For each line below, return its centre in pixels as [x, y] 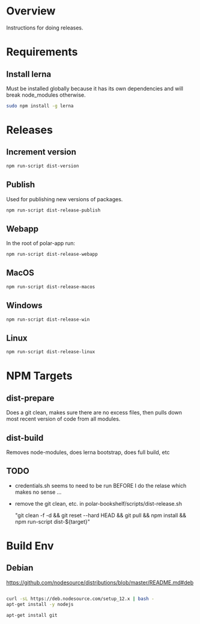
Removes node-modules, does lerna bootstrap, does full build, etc [88, 452]
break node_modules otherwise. [46, 95]
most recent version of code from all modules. [63, 419]
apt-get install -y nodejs [40, 604]
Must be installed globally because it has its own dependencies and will [95, 88]
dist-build [25, 438]
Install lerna [29, 74]
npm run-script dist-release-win [48, 320]
